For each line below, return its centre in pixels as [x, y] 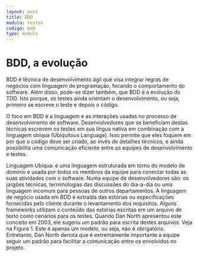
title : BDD [20, 17]
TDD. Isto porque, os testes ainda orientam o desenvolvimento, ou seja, [93, 99]
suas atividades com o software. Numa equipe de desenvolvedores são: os [98, 178]
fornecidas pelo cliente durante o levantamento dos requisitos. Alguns [92, 204]
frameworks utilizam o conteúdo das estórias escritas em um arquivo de [94, 210]
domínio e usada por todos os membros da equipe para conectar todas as [96, 172]
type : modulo [22, 34]
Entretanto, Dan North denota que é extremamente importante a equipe [93, 235]
